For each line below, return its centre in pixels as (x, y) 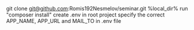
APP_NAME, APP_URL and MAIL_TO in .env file (64, 21)
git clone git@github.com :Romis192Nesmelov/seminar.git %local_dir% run (97, 9)
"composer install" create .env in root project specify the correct (86, 15)
